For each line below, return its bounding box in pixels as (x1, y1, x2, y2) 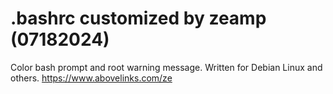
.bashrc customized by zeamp (10, 7, 267, 30)
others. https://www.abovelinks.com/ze (10, 72, 173, 84)
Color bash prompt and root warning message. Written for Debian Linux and (10, 61, 323, 73)
